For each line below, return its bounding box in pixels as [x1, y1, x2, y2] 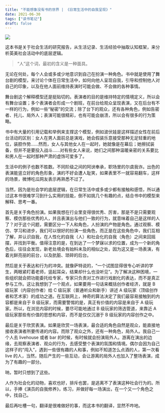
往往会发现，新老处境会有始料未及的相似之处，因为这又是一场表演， [18, 246, 156, 252]
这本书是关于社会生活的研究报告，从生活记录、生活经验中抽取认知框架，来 [5, 44, 156, 50]
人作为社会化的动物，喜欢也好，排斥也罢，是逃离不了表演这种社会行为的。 [5, 380, 156, 386]
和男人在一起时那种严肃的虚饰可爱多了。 [5, 153, 87, 160]
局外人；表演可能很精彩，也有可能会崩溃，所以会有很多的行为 [26, 112, 151, 118]
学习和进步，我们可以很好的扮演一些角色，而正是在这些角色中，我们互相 [13, 228, 160, 234]
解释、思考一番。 [5, 199, 40, 205]
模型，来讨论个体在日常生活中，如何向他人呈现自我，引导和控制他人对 [18, 77, 160, 83]
